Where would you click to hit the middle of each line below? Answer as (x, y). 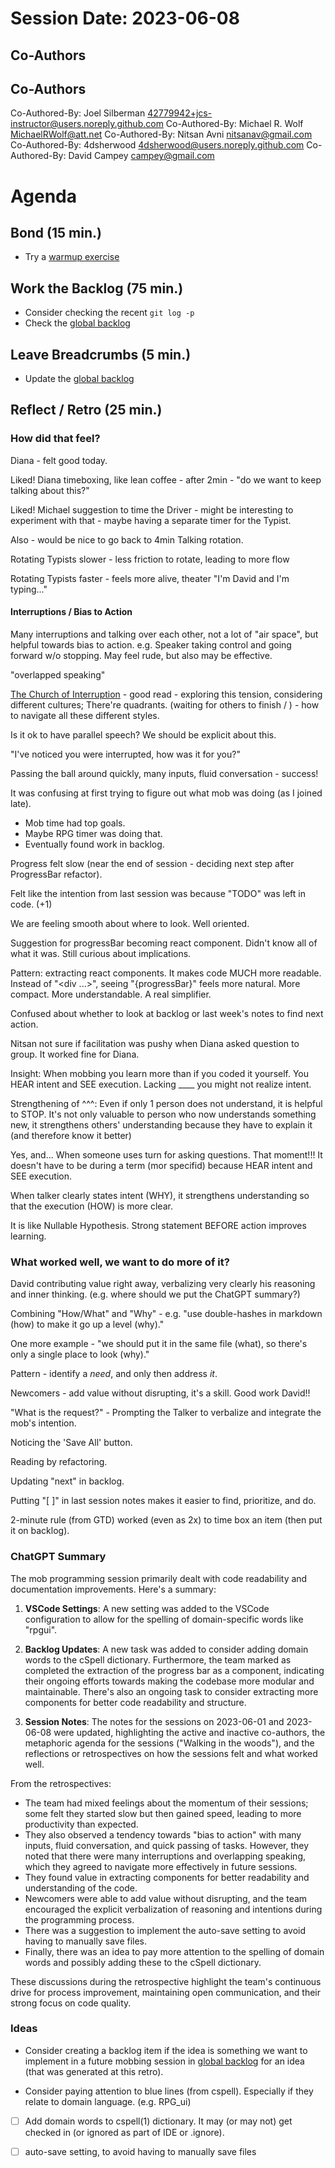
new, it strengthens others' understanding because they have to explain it (161, 1124)
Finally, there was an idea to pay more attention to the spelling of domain (174, 1951)
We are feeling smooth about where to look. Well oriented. (130, 923)
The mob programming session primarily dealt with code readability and (159, 1578)
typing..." (29, 589)
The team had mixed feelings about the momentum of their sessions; (166, 1803)
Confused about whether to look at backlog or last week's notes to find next (167, 1013)
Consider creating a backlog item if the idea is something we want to (166, 2050)
